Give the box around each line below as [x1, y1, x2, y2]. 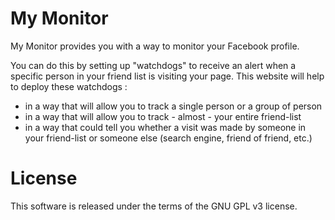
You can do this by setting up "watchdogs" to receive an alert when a [10, 59, 297, 71]
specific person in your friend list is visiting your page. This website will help [10, 70, 325, 82]
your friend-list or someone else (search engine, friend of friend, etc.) [24, 132, 313, 144]
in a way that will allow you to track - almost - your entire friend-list [24, 110, 302, 122]
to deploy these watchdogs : [10, 80, 128, 92]
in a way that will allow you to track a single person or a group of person [24, 100, 323, 112]
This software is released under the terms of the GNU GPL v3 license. [10, 200, 298, 212]
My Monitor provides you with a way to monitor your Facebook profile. [10, 40, 300, 52]
